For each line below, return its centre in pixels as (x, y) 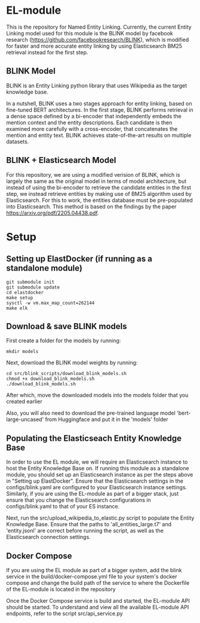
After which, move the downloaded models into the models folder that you (97, 395)
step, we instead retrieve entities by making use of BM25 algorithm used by (99, 194)
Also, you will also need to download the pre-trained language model (91, 413)
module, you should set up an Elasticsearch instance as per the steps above (100, 475)
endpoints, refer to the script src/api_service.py (65, 613)
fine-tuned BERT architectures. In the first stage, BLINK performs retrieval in (100, 110)
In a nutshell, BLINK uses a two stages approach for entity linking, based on (99, 103)
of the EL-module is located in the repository (61, 589)
